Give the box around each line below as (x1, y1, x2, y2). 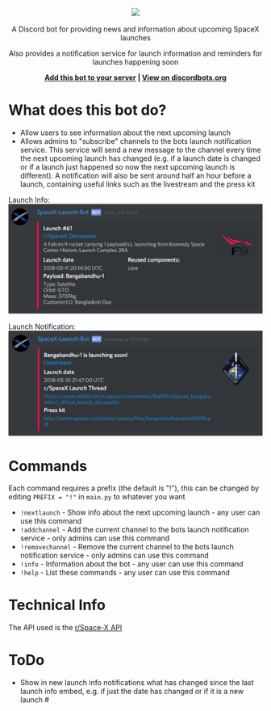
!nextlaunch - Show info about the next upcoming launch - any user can (19, 507, 261, 517)
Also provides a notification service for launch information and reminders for (8, 48, 263, 58)
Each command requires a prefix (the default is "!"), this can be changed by (8, 483, 260, 493)
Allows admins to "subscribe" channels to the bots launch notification (19, 136, 252, 145)
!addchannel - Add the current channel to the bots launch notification (19, 525, 249, 535)
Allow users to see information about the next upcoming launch (19, 128, 231, 137)
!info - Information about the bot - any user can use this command (19, 559, 244, 569)
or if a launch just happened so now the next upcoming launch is (19, 162, 236, 171)
